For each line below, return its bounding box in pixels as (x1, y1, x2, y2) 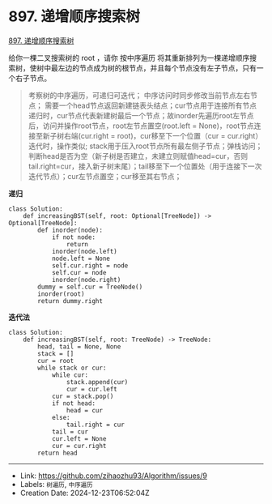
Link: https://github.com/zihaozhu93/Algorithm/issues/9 (19, 471, 208, 481)
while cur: (51, 370, 89, 379)
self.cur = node (51, 268, 107, 276)
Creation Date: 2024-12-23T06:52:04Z (19, 488, 150, 498)
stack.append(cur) (66, 378, 129, 386)
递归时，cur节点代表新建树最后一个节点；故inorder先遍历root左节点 (28, 110, 254, 120)
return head (37, 449, 79, 457)
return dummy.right (37, 297, 104, 305)
